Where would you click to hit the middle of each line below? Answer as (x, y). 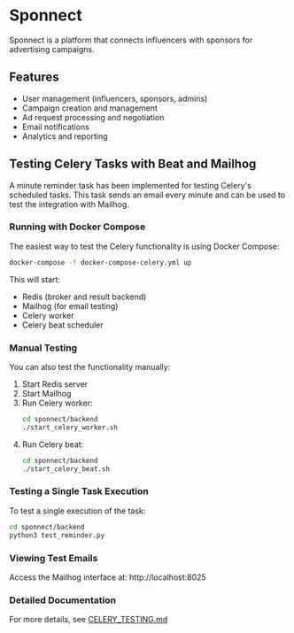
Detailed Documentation (63, 600)
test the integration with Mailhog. (70, 204)
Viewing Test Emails (54, 558)
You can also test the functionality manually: (90, 367)
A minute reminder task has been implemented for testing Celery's (131, 185)
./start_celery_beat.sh (66, 469)
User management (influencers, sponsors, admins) (115, 98)
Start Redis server (55, 384)
